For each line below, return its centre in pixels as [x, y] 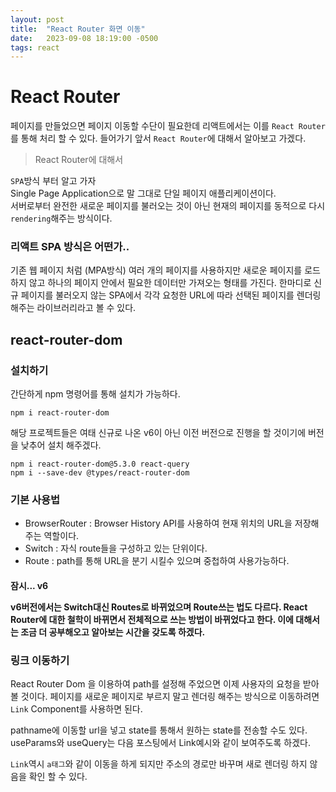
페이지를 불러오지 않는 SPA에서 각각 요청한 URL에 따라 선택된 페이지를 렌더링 [171, 295]
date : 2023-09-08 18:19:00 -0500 [84, 38]
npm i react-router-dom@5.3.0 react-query [100, 464]
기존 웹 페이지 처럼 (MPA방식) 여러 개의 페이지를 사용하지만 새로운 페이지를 [156, 270]
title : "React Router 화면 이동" [78, 29]
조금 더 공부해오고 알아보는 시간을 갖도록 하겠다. [113, 632]
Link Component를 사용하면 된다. [76, 709]
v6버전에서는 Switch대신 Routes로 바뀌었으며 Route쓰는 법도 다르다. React [159, 607]
